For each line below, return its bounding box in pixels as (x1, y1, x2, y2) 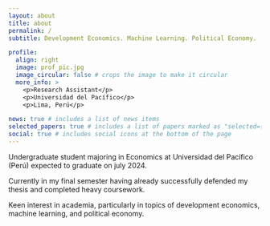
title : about (8, 19, 52, 27)
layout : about (8, 11, 56, 20)
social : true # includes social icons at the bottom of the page (8, 130, 231, 139)
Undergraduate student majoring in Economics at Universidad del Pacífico (8, 151, 254, 161)
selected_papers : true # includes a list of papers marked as (8, 123, 221, 131)
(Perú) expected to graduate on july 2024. (8, 160, 147, 170)
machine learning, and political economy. (8, 208, 145, 218)
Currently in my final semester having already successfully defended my (8, 176, 248, 185)
